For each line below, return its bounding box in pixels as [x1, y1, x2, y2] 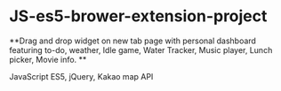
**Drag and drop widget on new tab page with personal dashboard [9, 35, 256, 46]
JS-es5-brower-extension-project [9, 6, 268, 27]
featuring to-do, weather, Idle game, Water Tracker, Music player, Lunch [9, 44, 273, 55]
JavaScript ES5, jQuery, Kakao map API [9, 71, 154, 81]
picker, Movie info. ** [9, 54, 87, 64]
